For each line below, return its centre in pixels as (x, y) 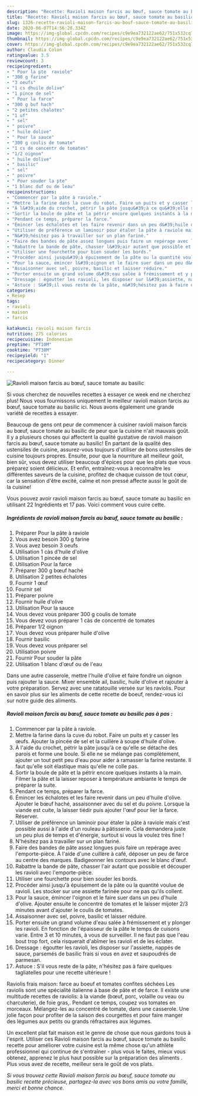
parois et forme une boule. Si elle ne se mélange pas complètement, (98, 754)
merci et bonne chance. (36, 1088)
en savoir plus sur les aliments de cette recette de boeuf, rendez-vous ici (95, 694)
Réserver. (27, 816)
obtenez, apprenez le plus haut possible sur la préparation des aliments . (95, 1057)
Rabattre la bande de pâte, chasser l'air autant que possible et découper (103, 866)
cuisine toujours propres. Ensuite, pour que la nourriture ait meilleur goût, (95, 456)
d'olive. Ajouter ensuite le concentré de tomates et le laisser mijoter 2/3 (102, 904)
